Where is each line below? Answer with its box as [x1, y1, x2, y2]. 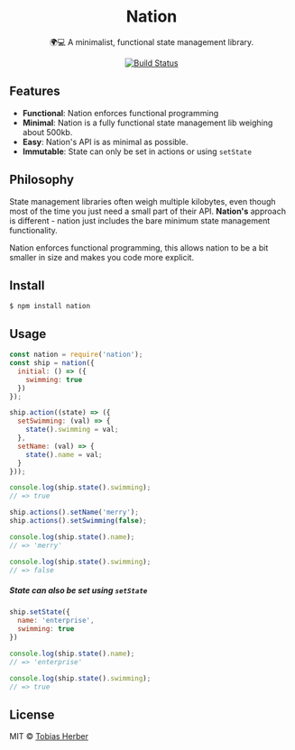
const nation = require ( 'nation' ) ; [9, 350, 143, 360]
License [9, 707, 55, 722]
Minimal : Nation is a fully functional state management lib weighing [22, 117, 273, 128]
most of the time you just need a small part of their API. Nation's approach [9, 206, 287, 216]
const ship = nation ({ [9, 359, 95, 368]
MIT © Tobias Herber [9, 731, 88, 742]
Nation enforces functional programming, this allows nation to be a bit [9, 242, 269, 253]
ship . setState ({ [9, 608, 70, 617]
